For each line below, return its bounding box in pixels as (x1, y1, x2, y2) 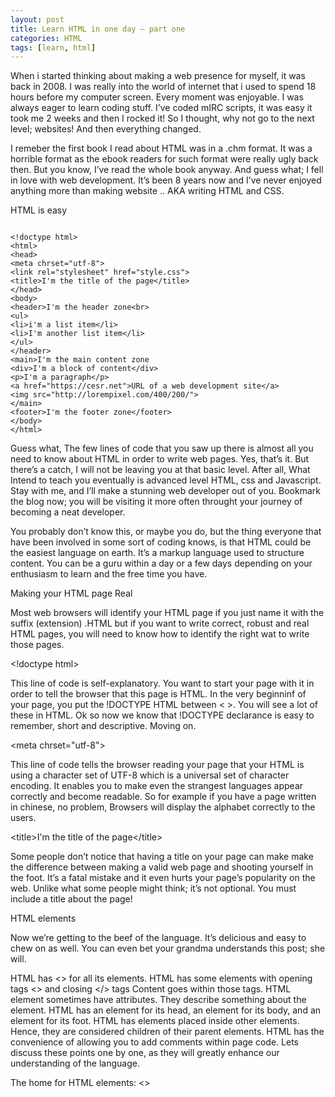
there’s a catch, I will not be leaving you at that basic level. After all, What (10, 464, 311, 476)
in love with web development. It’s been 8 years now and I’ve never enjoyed (10, 174, 322, 186)
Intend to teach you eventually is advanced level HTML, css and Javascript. (10, 474, 322, 486)
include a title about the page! (10, 893, 133, 905)
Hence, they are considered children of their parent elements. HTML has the (10, 1026, 325, 1038)
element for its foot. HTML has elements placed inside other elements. (10, 1015, 300, 1027)
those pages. (10, 639, 65, 651)
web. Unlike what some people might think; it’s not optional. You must (10, 882, 297, 895)
